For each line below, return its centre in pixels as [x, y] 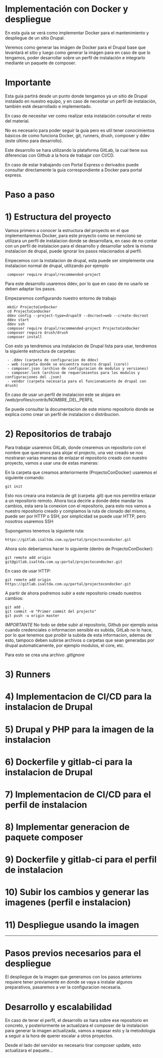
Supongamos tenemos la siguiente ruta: [45, 531]
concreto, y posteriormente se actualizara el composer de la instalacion [77, 1025]
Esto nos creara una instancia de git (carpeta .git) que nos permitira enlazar [81, 495]
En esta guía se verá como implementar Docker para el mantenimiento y [77, 33]
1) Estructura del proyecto [58, 217]
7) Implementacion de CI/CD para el [78, 794]
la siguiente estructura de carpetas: [41, 351]
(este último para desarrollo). [34, 141]
